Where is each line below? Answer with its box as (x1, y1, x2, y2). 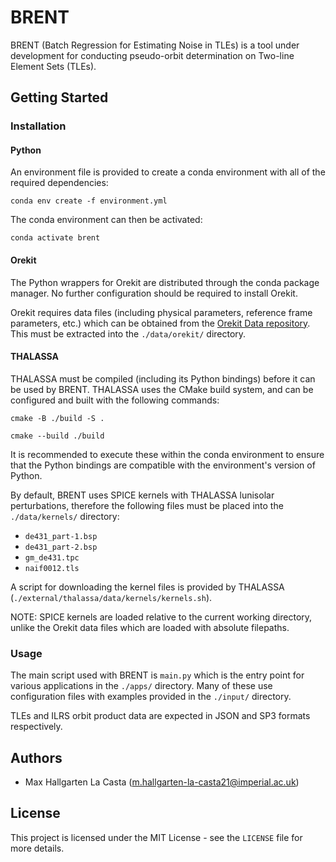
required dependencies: (10, 177, 109, 189)
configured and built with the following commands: (10, 394, 220, 406)
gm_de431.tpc (24, 552, 80, 563)
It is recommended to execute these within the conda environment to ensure (10, 448, 325, 460)
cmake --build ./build (10, 431, 105, 441)
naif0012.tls (24, 563, 80, 573)
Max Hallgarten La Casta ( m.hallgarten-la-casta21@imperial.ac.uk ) (24, 776, 300, 788)
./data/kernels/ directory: (10, 510, 120, 522)
